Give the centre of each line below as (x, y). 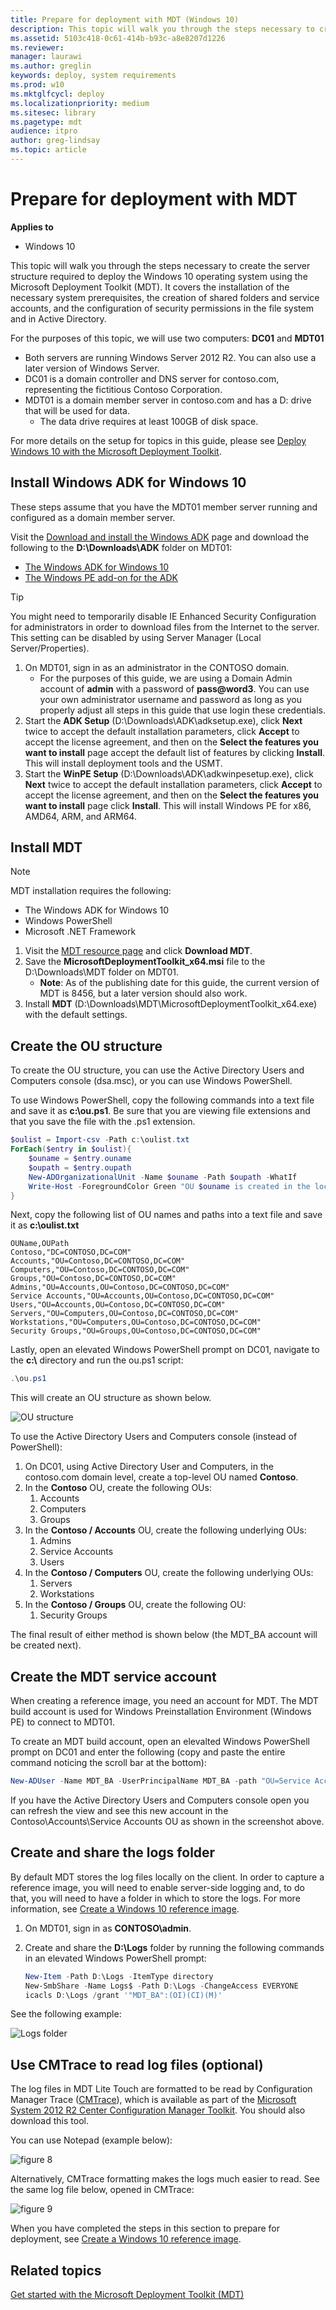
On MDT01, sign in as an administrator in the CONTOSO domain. (157, 667)
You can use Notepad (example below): (91, 2140)
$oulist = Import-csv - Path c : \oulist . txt (100, 1140)
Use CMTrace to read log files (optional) (137, 2064)
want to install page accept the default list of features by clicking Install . (175, 752)
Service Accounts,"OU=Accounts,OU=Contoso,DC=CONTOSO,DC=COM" (142, 1296)
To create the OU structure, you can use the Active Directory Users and (157, 1070)
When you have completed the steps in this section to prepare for (145, 2228)
